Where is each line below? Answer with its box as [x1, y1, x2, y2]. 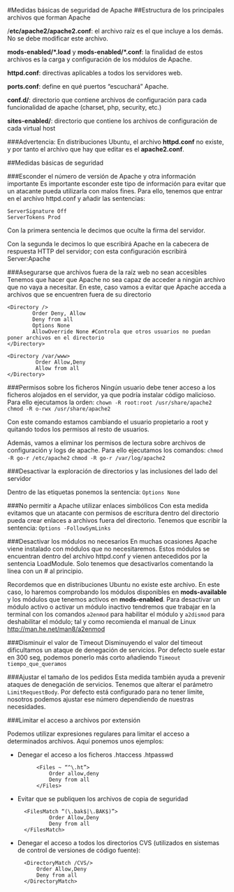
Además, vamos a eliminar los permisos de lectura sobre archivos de [7, 439, 206, 447]
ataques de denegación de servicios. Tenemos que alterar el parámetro [7, 681, 213, 688]
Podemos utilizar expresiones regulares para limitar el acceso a [7, 729, 190, 738]
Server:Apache [7, 255, 51, 262]
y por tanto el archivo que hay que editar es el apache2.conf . [7, 145, 185, 153]
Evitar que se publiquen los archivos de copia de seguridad [17, 795, 189, 803]
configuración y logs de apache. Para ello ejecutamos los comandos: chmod [7, 446, 224, 454]
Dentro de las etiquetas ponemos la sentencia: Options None [7, 488, 180, 496]
